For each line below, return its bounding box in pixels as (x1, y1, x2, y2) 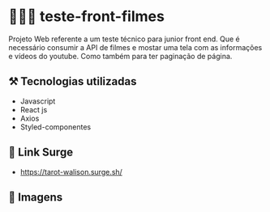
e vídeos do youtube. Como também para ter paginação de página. (8, 51, 233, 61)
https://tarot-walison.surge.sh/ (19, 167, 123, 176)
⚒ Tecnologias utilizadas (8, 74, 137, 88)
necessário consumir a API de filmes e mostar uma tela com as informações (8, 42, 263, 52)
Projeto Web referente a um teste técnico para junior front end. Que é (8, 34, 241, 44)
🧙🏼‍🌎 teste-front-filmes (8, 7, 165, 26)
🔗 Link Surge (8, 146, 74, 159)
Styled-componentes (19, 121, 92, 132)
